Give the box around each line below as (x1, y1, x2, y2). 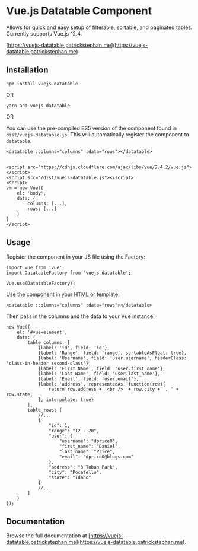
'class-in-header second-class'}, (6, 360, 92, 366)
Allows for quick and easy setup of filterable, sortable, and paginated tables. (6, 24, 193, 31)
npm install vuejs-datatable (6, 81, 78, 87)
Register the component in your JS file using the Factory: (6, 253, 145, 260)
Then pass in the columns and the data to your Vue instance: (6, 313, 155, 320)
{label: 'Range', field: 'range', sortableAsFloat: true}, (37, 350, 187, 356)
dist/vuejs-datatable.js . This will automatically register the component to (6, 130, 189, 138)
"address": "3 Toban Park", (48, 464, 118, 470)
